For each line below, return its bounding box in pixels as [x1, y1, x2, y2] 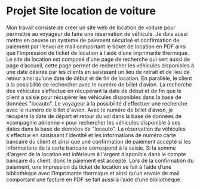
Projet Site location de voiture [6, 4, 156, 18]
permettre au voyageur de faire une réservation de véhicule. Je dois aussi [6, 30, 188, 37]
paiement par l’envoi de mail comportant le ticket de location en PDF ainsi [6, 43, 187, 50]
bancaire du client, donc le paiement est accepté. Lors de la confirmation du [6, 157, 194, 164]
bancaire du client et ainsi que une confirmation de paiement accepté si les [6, 138, 191, 145]
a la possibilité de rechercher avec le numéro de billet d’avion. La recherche [6, 80, 192, 88]
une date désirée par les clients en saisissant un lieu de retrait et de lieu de [6, 68, 190, 75]
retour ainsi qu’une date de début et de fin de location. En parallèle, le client [6, 75, 192, 82]
